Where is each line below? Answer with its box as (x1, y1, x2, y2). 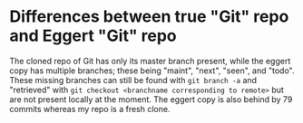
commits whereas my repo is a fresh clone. (9, 103, 171, 114)
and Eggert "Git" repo (9, 25, 177, 46)
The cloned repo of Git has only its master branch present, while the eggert (9, 55, 291, 66)
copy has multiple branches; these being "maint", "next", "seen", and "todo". (9, 65, 295, 76)
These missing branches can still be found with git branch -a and (9, 74, 257, 85)
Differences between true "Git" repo (9, 6, 289, 27)
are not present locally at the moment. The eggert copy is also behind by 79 (9, 93, 293, 105)
